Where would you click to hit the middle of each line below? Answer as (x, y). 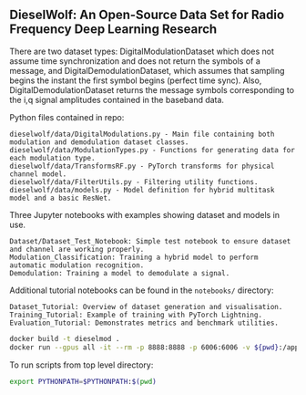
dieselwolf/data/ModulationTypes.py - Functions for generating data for (153, 150)
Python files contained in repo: (67, 117)
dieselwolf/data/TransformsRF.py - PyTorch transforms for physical (142, 166)
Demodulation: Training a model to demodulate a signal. (120, 273)
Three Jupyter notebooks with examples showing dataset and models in (145, 214)
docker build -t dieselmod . (65, 338)
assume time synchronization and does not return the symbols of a (135, 61)
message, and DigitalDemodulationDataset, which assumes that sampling (147, 70)
